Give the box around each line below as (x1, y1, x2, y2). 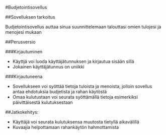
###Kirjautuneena (5, 74, 43, 80)
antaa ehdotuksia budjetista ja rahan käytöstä (12, 89, 107, 95)
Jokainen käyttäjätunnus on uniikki (12, 64, 85, 70)
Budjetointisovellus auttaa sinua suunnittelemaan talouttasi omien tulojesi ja (5, 24, 161, 30)
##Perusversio (5, 39, 36, 45)
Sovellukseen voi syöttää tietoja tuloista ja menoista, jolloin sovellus (12, 83, 152, 89)
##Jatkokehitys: (5, 109, 39, 115)
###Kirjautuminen (5, 49, 43, 54)
